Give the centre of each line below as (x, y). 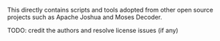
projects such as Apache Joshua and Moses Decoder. (85, 17)
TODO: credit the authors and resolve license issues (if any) (93, 30)
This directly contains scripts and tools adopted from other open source (110, 10)
